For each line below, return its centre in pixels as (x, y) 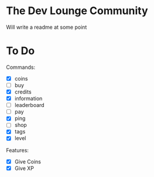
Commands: (21, 67)
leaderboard (30, 105)
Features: (18, 150)
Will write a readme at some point (47, 27)
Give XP (24, 168)
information (28, 99)
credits (23, 92)
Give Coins (28, 161)
